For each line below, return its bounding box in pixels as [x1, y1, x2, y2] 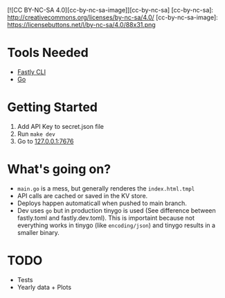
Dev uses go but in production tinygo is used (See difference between [17, 206, 216, 214]
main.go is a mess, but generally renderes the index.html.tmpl [17, 184, 195, 193]
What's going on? [7, 161, 111, 177]
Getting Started [7, 100, 98, 115]
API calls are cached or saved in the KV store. [17, 191, 148, 200]
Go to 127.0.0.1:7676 [17, 137, 74, 145]
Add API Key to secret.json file [17, 122, 105, 130]
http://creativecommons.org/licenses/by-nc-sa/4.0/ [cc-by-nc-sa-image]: [7, 13, 218, 21]
